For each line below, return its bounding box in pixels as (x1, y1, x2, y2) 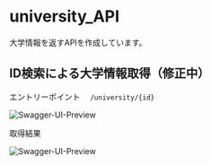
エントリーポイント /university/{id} (9, 91, 155, 102)
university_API (9, 6, 119, 27)
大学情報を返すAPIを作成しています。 (9, 37, 147, 48)
